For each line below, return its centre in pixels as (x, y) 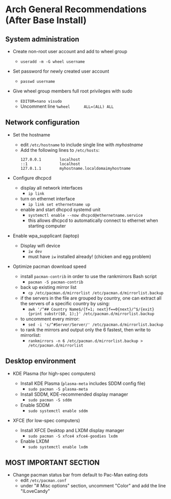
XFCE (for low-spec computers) (46, 420)
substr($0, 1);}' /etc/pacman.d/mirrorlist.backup (99, 314)
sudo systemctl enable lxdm (58, 447)
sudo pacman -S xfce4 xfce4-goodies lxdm (73, 436)
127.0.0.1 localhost (50, 160)
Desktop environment (41, 361)
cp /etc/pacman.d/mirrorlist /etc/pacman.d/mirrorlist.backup (96, 293)
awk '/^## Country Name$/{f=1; (61, 309)
